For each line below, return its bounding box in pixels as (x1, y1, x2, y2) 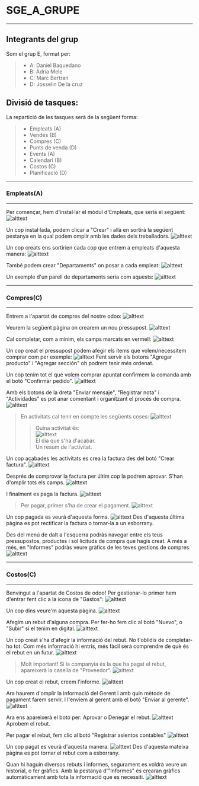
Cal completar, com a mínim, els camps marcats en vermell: (6, 336, 152, 343)
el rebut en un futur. (6, 649, 54, 656)
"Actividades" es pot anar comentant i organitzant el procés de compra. (6, 395, 181, 402)
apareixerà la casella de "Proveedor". (20, 667, 111, 674)
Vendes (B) (29, 131, 57, 138)
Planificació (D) (29, 169, 68, 176)
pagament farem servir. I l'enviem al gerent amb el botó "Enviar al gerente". (6, 696, 190, 703)
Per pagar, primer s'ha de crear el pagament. (20, 502, 130, 509)
